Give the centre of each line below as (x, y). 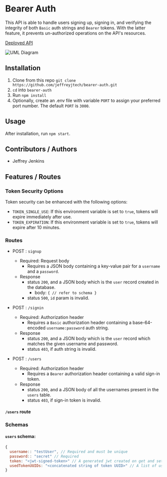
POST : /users (27, 359)
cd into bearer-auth (32, 90)
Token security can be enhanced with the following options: (66, 202)
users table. (39, 395)
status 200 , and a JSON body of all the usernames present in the (93, 390)
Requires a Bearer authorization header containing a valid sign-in (94, 374)
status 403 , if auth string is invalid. (62, 349)
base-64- (142, 323)
